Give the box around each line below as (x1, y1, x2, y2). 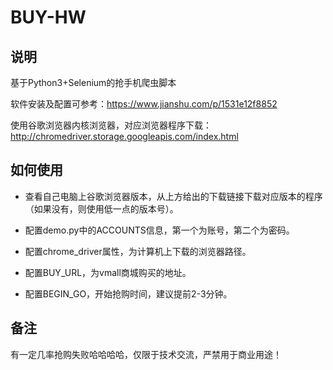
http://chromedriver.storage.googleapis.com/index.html (10, 131, 239, 142)
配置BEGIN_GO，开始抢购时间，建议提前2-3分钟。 (24, 287, 233, 300)
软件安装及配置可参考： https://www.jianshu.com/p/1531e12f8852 (10, 98, 278, 110)
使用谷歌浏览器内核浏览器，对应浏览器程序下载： (10, 119, 212, 131)
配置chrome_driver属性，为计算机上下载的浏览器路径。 (24, 245, 252, 257)
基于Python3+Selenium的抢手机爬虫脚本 (10, 77, 177, 88)
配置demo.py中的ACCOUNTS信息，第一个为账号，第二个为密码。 (24, 224, 295, 236)
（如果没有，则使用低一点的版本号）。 (24, 202, 179, 215)
